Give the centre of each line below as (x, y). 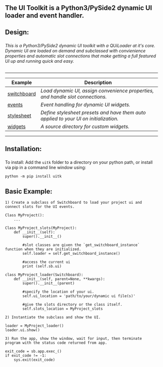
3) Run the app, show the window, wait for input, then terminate (73, 339)
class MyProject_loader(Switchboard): (44, 275)
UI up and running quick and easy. (40, 61)
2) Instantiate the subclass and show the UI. (53, 317)
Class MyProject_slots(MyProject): (41, 228)
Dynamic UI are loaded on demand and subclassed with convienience (75, 51)
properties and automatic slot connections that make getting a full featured (81, 56)
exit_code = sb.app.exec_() (33, 351)
